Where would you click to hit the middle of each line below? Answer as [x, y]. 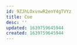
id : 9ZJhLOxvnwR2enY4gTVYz [39, 11]
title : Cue [19, 17]
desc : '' [17, 22]
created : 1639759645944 [35, 33]
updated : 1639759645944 [35, 28]
